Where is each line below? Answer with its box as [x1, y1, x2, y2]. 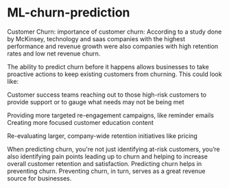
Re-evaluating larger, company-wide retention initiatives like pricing [7, 132, 197, 140]
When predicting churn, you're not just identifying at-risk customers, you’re [7, 145, 221, 153]
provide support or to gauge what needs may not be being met [7, 97, 184, 106]
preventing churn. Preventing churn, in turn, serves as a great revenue [7, 167, 206, 175]
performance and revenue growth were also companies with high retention [7, 42, 219, 50]
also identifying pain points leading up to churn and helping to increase [7, 152, 208, 161]
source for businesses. [7, 174, 72, 183]
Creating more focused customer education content [7, 118, 154, 126]
